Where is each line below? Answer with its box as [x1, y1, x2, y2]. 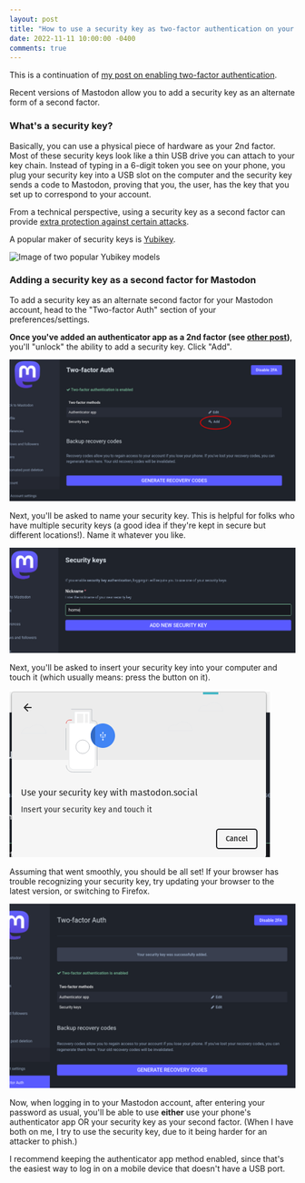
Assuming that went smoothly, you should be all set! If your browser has [9, 866, 280, 877]
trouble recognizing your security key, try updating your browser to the [9, 876, 275, 887]
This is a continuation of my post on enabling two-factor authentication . [9, 69, 278, 81]
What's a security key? [9, 119, 113, 132]
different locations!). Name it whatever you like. [9, 529, 186, 541]
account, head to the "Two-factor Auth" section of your [9, 304, 217, 315]
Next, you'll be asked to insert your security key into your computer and [9, 662, 278, 673]
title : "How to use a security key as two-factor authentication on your [9, 24, 295, 34]
